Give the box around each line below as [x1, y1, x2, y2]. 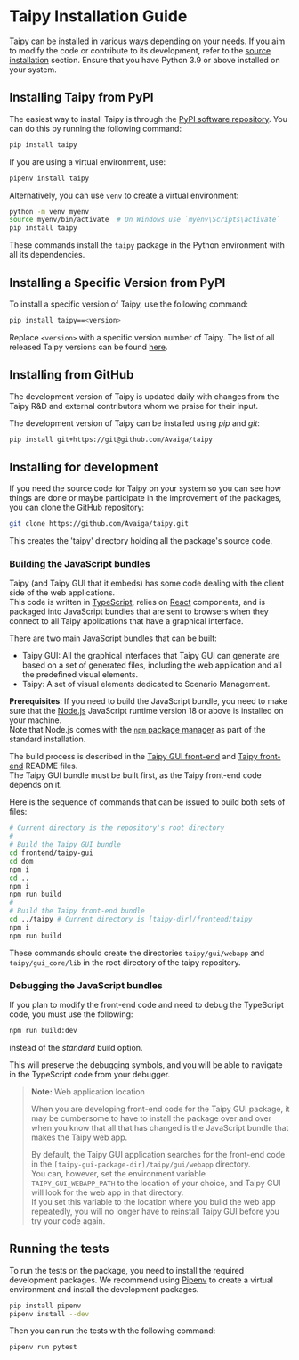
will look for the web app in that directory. [30, 1187, 184, 1198]
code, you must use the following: [9, 1009, 133, 1020]
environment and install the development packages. [9, 1283, 199, 1294]
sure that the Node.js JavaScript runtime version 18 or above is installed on [9, 706, 284, 717]
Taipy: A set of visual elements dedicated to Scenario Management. [21, 679, 271, 690]
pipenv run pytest [9, 1343, 77, 1352]
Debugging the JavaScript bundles [9, 979, 163, 991]
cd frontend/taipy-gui [9, 848, 93, 857]
